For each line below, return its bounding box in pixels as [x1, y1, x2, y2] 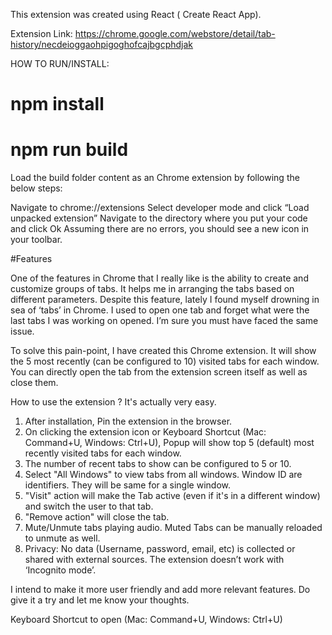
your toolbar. [10, 234, 63, 246]
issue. [10, 325, 35, 338]
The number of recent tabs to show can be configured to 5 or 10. [24, 458, 292, 470]
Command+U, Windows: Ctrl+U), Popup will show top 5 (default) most [24, 437, 315, 449]
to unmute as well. [24, 532, 101, 544]
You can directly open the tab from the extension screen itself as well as [10, 366, 308, 378]
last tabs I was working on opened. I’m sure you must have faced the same [10, 315, 319, 327]
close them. [10, 377, 59, 389]
